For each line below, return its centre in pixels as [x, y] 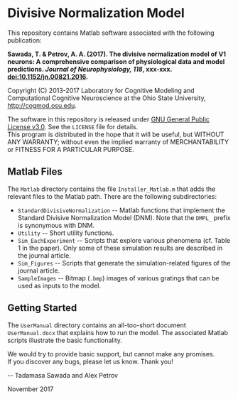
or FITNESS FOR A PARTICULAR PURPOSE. [71, 149]
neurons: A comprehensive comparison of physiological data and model [116, 61]
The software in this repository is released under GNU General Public [108, 119]
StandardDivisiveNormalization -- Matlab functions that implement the [121, 210]
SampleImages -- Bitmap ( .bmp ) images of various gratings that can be [118, 278]
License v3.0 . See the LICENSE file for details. [73, 126]
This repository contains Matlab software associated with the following [111, 33]
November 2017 [31, 389]
